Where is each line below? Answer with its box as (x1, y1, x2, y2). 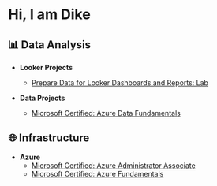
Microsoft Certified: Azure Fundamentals (31, 169, 164, 178)
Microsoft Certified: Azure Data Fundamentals (31, 109, 181, 117)
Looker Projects (19, 63, 73, 72)
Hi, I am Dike (8, 6, 91, 24)
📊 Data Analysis (8, 38, 92, 51)
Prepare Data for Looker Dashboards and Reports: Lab (31, 78, 209, 87)
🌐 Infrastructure (8, 132, 90, 145)
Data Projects (19, 93, 65, 102)
